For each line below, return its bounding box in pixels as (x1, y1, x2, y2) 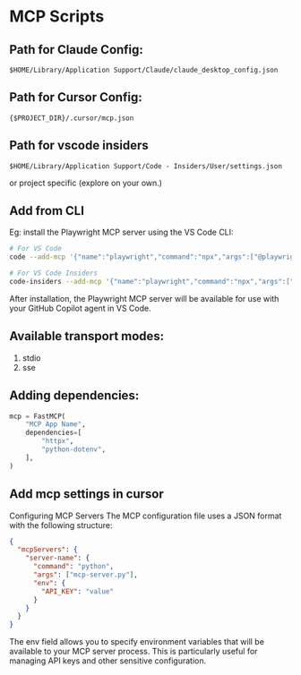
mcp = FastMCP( (9, 412, 66, 421)
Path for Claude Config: (9, 42, 143, 57)
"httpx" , (41, 437, 74, 446)
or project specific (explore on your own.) (9, 177, 163, 188)
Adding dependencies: (9, 388, 140, 404)
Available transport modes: (9, 329, 165, 344)
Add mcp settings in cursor (9, 486, 164, 502)
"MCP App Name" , (25, 420, 87, 429)
